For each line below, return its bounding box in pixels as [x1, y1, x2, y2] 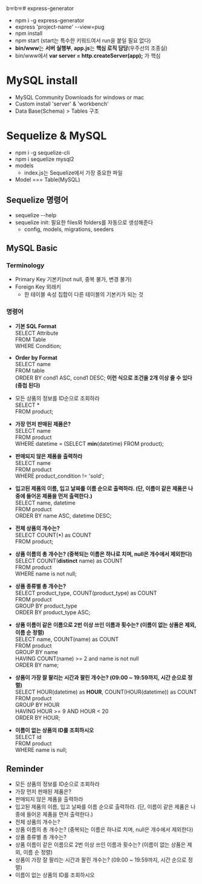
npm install [15, 30, 43, 37]
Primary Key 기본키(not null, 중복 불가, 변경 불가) [15, 276, 132, 283]
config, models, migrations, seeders [24, 226, 114, 233]
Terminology [6, 261, 45, 269]
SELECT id [15, 733, 42, 740]
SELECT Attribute [15, 329, 59, 337]
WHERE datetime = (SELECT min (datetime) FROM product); [15, 440, 165, 447]
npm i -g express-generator [15, 17, 85, 24]
